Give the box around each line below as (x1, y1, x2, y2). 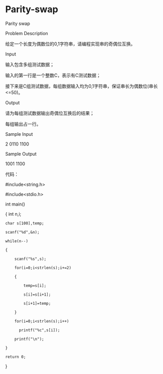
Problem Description (5, 30, 48, 36)
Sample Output (5, 151, 37, 157)
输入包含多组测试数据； (5, 61, 54, 67)
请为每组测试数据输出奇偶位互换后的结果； (5, 110, 94, 116)
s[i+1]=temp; (23, 301, 51, 306)
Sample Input (5, 131, 33, 137)
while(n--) (5, 238, 28, 244)
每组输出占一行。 (5, 121, 41, 127)
